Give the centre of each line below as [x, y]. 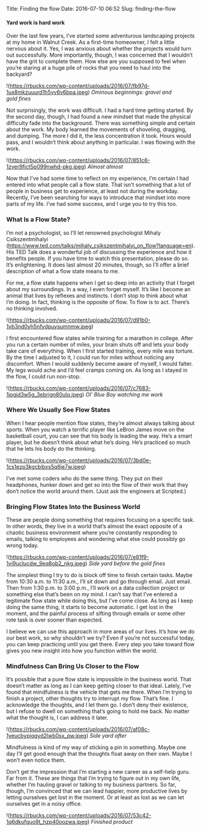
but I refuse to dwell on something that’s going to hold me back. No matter [98, 711]
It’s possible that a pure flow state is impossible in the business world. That [99, 679]
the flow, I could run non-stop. [43, 376]
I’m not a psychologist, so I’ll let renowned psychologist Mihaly [83, 233]
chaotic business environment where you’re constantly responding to [92, 533]
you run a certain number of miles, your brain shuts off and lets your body [97, 344]
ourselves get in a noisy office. [44, 804]
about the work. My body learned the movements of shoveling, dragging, [97, 129]
